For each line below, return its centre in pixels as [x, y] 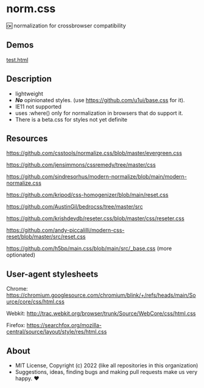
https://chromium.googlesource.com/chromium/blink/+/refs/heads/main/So [101, 295]
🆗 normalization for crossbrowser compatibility [66, 26]
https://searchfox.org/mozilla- [64, 325]
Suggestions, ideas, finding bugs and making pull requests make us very [106, 372]
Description [29, 79]
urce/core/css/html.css [36, 302]
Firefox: [16, 325]
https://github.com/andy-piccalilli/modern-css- [65, 230]
